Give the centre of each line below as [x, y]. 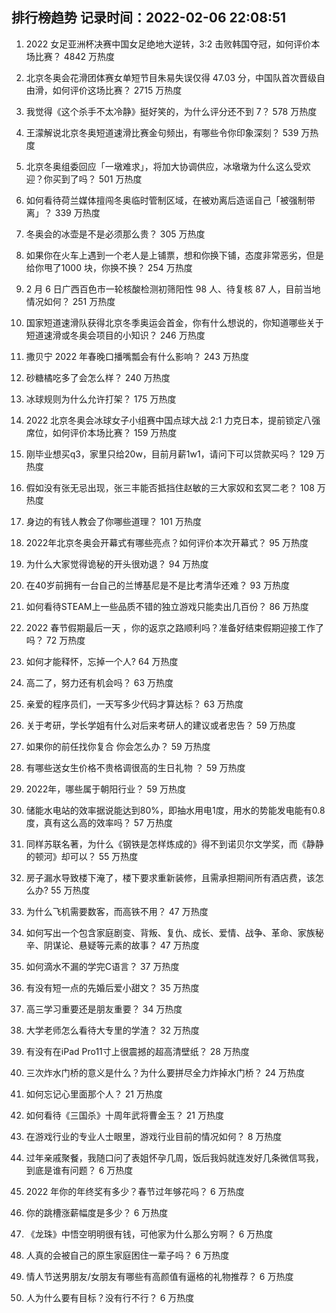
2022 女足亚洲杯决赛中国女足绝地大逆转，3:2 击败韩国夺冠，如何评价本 [173, 44]
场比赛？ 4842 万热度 [70, 56]
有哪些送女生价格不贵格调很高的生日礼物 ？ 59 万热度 [135, 767]
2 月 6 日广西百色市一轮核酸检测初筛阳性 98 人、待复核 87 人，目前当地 [173, 289]
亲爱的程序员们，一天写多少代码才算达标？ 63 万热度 [134, 704]
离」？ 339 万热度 [63, 212]
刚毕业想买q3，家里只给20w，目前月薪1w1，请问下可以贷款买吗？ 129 [169, 454]
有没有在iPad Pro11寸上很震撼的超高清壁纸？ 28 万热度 [137, 1051]
